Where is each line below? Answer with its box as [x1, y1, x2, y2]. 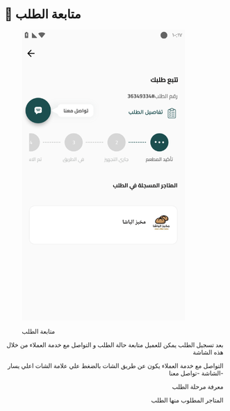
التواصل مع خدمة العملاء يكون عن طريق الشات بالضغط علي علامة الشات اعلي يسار [7, 362, 224, 370]
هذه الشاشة [192, 348, 224, 356]
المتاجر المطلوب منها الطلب [151, 396, 224, 404]
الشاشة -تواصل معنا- [168, 369, 224, 377]
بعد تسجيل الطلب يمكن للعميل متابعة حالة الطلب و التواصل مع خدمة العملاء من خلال [6, 341, 224, 349]
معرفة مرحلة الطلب [172, 382, 224, 391]
